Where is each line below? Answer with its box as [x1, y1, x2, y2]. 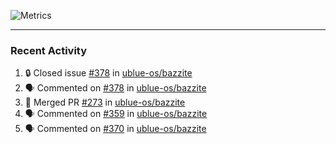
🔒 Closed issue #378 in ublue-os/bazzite [24, 67, 193, 79]
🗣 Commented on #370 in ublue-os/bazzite [24, 123, 207, 135]
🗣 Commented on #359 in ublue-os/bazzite [24, 108, 208, 120]
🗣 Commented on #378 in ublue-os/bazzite [24, 82, 207, 94]
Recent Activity [10, 43, 88, 57]
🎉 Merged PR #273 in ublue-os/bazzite [24, 96, 186, 109]
